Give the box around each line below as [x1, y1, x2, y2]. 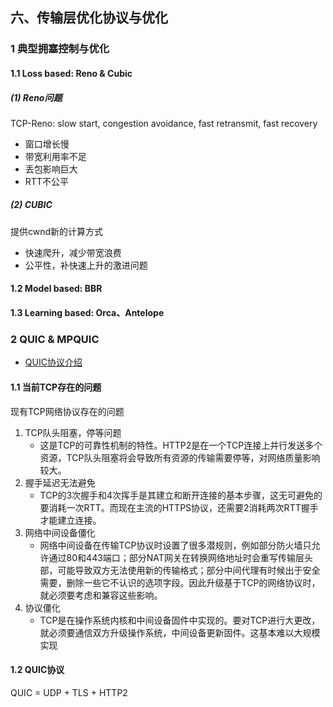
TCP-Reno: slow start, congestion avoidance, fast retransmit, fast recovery [10, 117, 318, 129]
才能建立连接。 [39, 514, 102, 526]
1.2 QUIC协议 [10, 664, 65, 676]
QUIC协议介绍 [24, 356, 83, 368]
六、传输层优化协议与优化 [10, 9, 168, 27]
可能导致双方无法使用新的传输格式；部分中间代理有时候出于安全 [57, 564, 321, 576]
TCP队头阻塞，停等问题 [24, 426, 122, 438]
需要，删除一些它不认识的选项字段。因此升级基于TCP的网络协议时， [39, 576, 321, 588]
